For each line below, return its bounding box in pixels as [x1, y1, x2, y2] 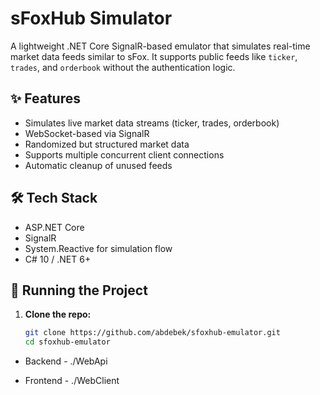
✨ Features [10, 90, 81, 107]
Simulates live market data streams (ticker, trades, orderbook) [24, 117, 280, 129]
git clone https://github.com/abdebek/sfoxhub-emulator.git [24, 328, 281, 338]
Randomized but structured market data [24, 138, 190, 150]
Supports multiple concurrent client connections [24, 148, 225, 161]
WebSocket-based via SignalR [24, 127, 150, 139]
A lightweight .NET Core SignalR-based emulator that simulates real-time [10, 40, 311, 52]
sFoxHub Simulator [10, 7, 173, 30]
